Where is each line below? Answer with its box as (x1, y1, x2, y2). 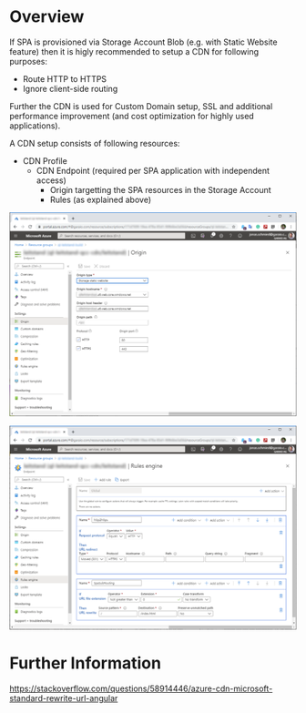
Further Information (9, 653, 162, 673)
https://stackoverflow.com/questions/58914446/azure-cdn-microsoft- (9, 683, 273, 694)
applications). (9, 120, 61, 131)
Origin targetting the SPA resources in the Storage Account (49, 184, 271, 195)
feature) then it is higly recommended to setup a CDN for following (9, 46, 260, 56)
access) (36, 175, 66, 186)
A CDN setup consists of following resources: (9, 138, 180, 148)
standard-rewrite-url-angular (9, 692, 118, 703)
